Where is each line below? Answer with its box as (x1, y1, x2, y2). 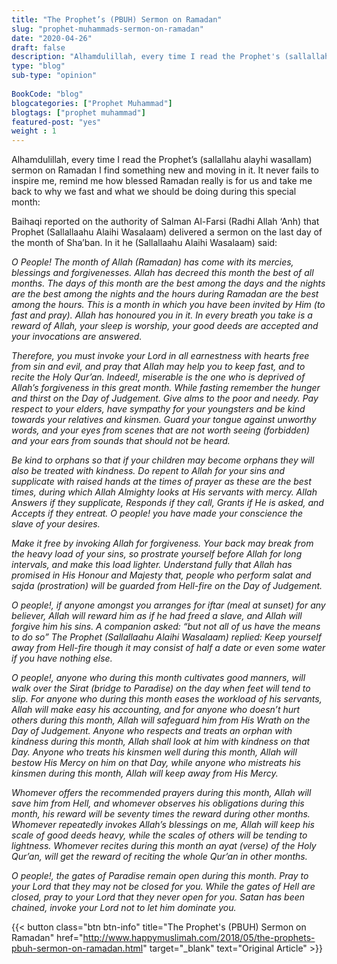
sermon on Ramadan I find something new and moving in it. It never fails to (11, 164, 319, 176)
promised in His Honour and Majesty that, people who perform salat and (11, 569, 312, 581)
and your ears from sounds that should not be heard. (11, 435, 231, 447)
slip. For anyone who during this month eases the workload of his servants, (11, 693, 323, 705)
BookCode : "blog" (11, 89, 84, 99)
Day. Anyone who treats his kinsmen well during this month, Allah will (11, 746, 298, 758)
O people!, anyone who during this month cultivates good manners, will (11, 672, 306, 684)
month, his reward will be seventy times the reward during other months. (11, 808, 311, 820)
